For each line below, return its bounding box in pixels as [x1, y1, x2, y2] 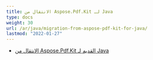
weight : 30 [6, 20, 33, 26]
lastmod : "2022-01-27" [6, 31, 63, 37]
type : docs [6, 14, 33, 20]
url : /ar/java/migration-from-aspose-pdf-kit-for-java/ [6, 25, 148, 31]
